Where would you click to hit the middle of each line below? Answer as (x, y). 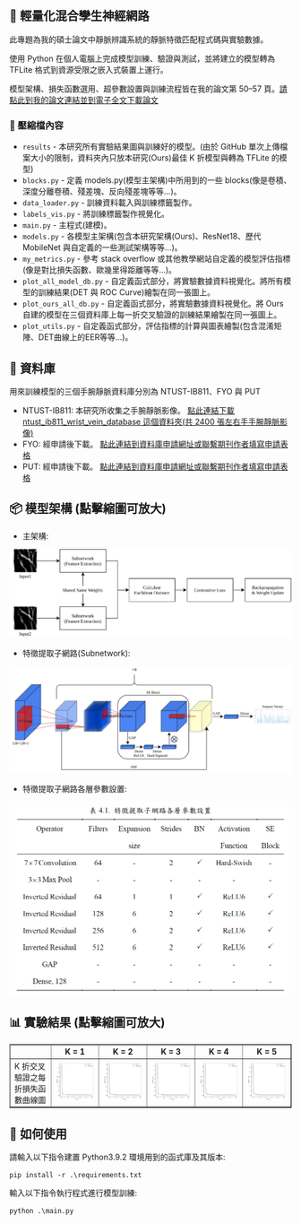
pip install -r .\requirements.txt (76, 1175)
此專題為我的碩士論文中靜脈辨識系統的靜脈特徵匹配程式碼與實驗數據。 (139, 39)
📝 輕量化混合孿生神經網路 (79, 16)
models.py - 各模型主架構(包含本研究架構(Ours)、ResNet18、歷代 (142, 237)
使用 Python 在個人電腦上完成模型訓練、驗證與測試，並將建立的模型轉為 (142, 58)
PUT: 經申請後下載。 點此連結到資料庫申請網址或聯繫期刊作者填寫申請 (151, 466)
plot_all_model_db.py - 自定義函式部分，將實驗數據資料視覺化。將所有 (153, 282)
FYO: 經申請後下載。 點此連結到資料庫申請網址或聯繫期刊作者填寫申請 (151, 444)
